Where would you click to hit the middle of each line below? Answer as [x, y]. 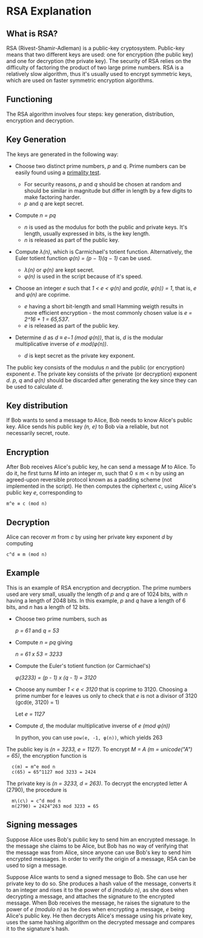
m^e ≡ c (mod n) [27, 504]
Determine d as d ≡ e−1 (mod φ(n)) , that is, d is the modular [89, 337]
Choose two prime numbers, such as [61, 619]
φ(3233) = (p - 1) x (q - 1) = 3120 [56, 677]
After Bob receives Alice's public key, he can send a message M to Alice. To [101, 467]
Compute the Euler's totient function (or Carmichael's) [83, 666]
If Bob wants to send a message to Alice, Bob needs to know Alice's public [99, 420]
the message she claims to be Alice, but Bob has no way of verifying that [97, 846]
